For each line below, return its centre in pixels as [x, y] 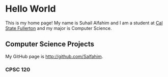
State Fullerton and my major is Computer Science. [59, 28]
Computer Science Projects [50, 44]
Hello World [31, 9]
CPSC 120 [18, 69]
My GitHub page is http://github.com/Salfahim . [54, 56]
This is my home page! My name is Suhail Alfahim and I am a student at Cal [84, 23]
